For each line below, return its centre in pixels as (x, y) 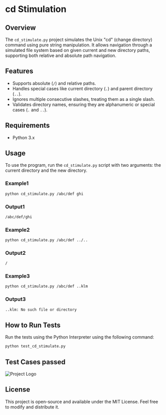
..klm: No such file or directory (41, 310)
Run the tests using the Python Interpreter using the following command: (80, 337)
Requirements (27, 126)
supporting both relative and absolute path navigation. (61, 55)
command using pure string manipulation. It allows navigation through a (79, 45)
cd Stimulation (36, 9)
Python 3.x (23, 137)
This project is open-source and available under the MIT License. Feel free (82, 402)
